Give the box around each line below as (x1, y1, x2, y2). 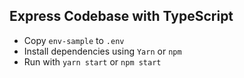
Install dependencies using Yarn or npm (23, 45, 182, 57)
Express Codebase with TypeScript (9, 8, 234, 25)
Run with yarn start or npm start (23, 55, 162, 68)
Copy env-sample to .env (23, 34, 125, 46)
